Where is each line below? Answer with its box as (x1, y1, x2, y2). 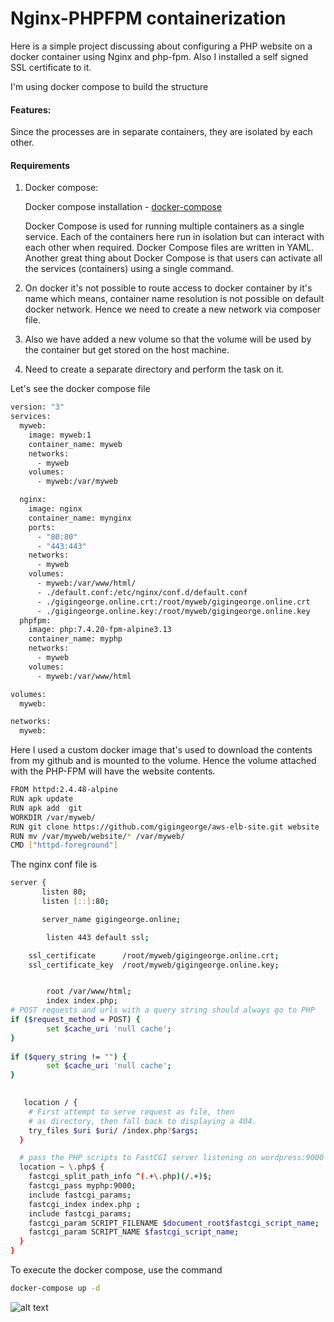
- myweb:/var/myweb (36, 477, 118, 487)
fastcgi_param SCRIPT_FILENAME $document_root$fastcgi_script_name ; (28, 1218, 320, 1228)
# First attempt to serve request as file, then (28, 1107, 235, 1117)
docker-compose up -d (10, 1283, 101, 1294)
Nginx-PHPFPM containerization (10, 7, 287, 30)
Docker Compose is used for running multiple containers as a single (24, 220, 305, 232)
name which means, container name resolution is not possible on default (24, 293, 325, 305)
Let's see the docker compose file (10, 383, 151, 395)
